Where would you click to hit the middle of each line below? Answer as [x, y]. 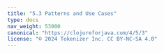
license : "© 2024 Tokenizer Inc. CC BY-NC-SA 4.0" [82, 39]
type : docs [23, 20]
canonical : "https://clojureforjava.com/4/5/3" [78, 33]
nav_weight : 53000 [34, 26]
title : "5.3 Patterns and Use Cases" [62, 13]
